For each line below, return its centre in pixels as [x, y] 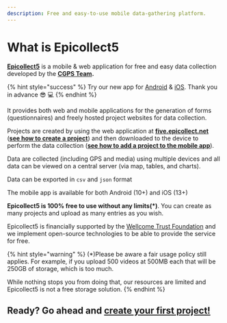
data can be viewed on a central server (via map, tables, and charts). [104, 166]
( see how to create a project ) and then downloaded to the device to [103, 138]
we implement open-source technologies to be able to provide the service [111, 233]
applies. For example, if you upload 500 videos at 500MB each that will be [111, 261]
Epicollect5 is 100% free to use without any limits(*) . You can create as [109, 205]
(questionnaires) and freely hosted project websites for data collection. [107, 118]
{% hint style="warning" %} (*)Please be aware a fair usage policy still [107, 254]
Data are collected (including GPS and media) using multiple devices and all [113, 159]
